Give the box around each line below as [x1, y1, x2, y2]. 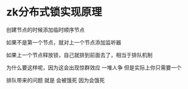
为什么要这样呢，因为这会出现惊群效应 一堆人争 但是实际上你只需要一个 [6, 63, 182, 71]
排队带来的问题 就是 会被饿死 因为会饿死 [6, 77, 105, 84]
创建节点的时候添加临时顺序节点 [6, 26, 85, 33]
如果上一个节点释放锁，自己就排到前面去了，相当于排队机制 [6, 51, 153, 58]
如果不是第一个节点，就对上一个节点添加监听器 [6, 39, 121, 46]
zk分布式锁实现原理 [6, 5, 103, 19]
